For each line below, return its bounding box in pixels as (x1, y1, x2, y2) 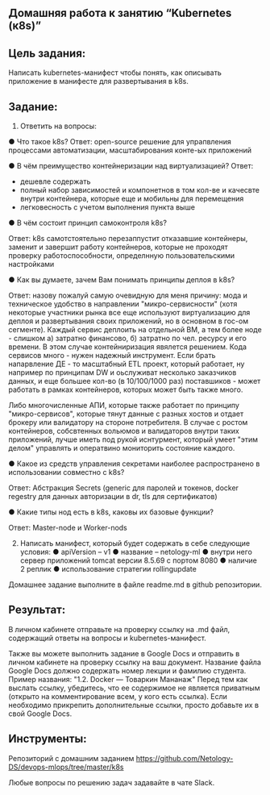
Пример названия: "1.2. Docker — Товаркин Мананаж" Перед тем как (8, 674, 248, 684)
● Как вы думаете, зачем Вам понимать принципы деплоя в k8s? (8, 275, 235, 285)
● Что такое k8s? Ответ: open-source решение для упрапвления (8, 137, 232, 147)
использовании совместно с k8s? (8, 468, 125, 477)
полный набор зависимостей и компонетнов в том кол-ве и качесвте (19, 185, 260, 195)
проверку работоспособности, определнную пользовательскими (8, 251, 235, 260)
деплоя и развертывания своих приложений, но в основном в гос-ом (8, 316, 248, 326)
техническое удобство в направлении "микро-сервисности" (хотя (8, 299, 238, 309)
